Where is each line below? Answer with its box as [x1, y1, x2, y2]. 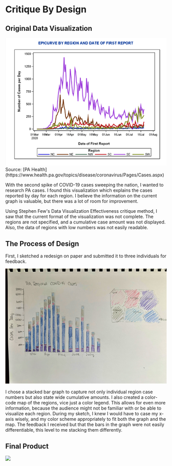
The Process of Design [5, 239, 79, 248]
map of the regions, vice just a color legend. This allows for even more [17, 400, 166, 406]
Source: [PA [5, 167, 31, 173]
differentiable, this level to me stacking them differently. [5, 427, 123, 433]
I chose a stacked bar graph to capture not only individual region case [5, 389, 153, 395]
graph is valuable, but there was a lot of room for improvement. [5, 198, 139, 205]
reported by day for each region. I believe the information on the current [5, 193, 157, 199]
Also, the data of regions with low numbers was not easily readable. [5, 225, 148, 231]
